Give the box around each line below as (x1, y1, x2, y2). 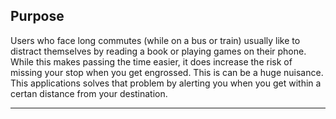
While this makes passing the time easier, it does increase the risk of (10, 55, 293, 68)
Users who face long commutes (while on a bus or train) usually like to (10, 34, 301, 46)
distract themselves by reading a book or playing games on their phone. (10, 45, 307, 57)
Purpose (10, 8, 65, 25)
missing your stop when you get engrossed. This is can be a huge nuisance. (10, 66, 324, 78)
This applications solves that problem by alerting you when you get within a (10, 77, 322, 89)
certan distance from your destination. (10, 87, 168, 99)
